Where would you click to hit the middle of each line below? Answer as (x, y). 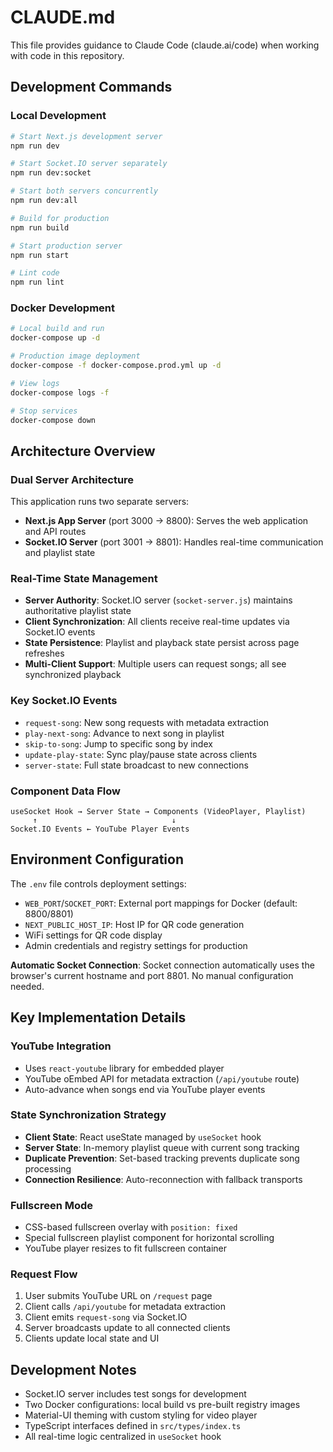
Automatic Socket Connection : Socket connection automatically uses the (162, 965)
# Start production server (66, 246)
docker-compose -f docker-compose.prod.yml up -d (116, 366)
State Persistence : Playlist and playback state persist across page (162, 643)
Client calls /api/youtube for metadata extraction (125, 1307)
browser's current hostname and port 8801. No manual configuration (152, 975)
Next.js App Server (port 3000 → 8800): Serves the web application (166, 521)
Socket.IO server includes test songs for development (135, 1394)
